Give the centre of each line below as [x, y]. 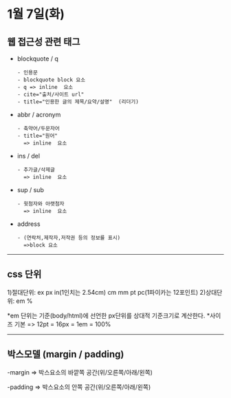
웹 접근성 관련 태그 [44, 42]
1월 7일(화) [36, 14]
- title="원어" [37, 136]
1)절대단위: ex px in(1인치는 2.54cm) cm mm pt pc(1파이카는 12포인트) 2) [107, 292]
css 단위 [24, 274]
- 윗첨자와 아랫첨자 [41, 204]
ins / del [28, 156]
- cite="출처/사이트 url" [51, 94]
